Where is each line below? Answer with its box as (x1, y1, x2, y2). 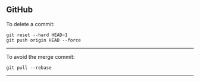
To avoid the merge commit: (6, 53, 75, 60)
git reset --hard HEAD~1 (6, 32, 68, 38)
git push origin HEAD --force (6, 37, 82, 43)
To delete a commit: (6, 20, 55, 27)
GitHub (6, 5, 33, 15)
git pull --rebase (6, 65, 52, 71)
